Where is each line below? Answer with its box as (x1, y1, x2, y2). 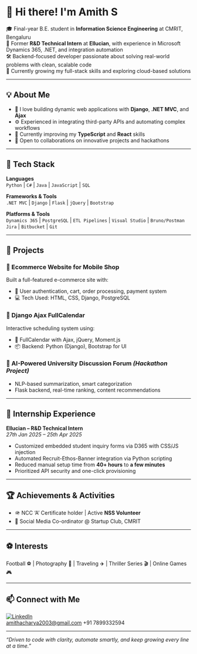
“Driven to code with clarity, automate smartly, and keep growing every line (6, 636, 189, 643)
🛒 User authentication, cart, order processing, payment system (14, 288, 167, 295)
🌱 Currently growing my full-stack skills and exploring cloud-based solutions (6, 67, 191, 74)
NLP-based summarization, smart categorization (14, 380, 132, 387)
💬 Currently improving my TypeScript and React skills (14, 131, 145, 138)
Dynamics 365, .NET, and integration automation (6, 46, 123, 53)
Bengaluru (6, 34, 31, 41)
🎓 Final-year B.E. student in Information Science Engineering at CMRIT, (6, 25, 184, 32)
